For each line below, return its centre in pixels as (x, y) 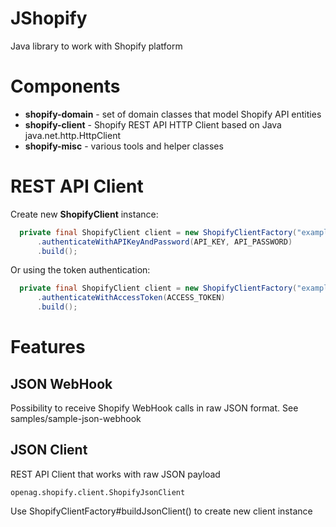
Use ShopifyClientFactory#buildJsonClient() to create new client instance (161, 511)
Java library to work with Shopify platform (96, 46)
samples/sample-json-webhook (76, 419)
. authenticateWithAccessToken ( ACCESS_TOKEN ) (131, 298)
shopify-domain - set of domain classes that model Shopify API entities (173, 114)
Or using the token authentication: (80, 270)
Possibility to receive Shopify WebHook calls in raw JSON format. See (154, 408)
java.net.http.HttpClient (72, 135)
